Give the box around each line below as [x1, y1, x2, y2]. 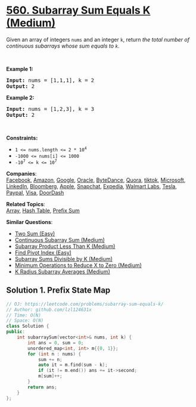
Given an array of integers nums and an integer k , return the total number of [6, 36, 189, 43]
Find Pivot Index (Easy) [14, 248, 71, 256]
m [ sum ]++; [38, 373, 63, 379]
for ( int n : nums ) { [27, 351, 82, 357]
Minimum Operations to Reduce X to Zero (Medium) [14, 262, 142, 269]
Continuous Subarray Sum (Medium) [14, 236, 105, 243]
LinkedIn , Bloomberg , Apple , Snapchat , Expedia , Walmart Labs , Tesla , [6, 182, 177, 189]
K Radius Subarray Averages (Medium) [14, 268, 110, 275]
